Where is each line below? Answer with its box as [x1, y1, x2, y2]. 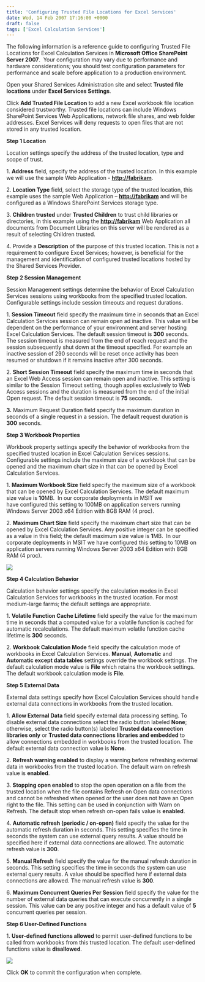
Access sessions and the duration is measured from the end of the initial [6, 388, 189, 396]
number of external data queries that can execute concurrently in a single [6, 895, 192, 903]
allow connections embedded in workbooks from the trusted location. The [6, 738, 193, 746]
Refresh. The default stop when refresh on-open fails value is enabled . [6, 808, 185, 815]
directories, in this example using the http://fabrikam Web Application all [6, 217, 191, 225]
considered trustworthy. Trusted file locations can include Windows [6, 106, 177, 114]
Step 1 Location [6, 138, 47, 145]
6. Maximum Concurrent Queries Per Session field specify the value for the [6, 889, 199, 897]
